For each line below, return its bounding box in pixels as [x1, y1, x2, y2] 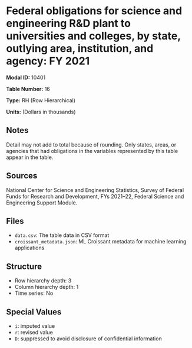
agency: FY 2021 [6, 54, 90, 68]
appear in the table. [6, 154, 54, 161]
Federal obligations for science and [6, 4, 183, 18]
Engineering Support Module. [6, 199, 78, 206]
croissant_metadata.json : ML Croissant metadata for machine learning [14, 238, 187, 245]
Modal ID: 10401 [6, 74, 46, 81]
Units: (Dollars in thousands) [6, 108, 76, 115]
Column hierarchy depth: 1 [14, 284, 79, 291]
